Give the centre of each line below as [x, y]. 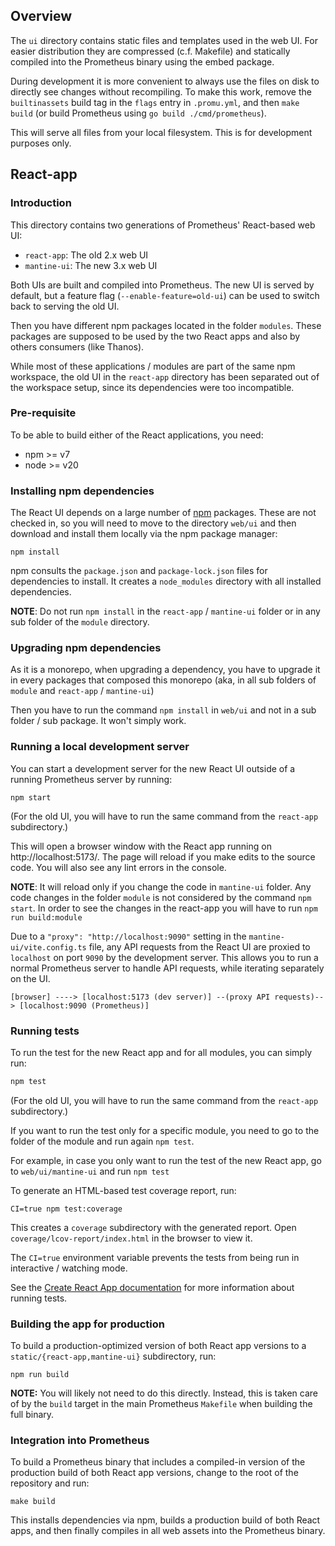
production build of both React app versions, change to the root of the [154, 1473]
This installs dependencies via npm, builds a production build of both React [165, 1520]
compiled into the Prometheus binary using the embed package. [142, 61]
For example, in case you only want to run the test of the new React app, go [166, 1160]
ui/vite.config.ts [48, 947]
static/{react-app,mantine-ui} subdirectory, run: [113, 1356]
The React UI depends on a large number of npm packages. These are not [163, 513]
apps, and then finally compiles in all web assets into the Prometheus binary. [168, 1531]
